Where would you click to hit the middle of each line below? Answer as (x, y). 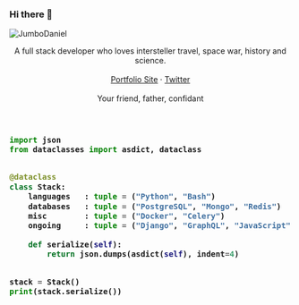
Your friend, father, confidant (150, 98)
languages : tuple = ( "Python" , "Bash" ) (122, 197)
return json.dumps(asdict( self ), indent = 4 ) (143, 254)
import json (35, 140)
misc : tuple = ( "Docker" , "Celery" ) (127, 216)
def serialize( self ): (75, 244)
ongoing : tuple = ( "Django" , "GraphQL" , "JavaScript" (159, 226)
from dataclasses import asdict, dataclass (106, 150)
